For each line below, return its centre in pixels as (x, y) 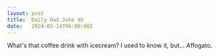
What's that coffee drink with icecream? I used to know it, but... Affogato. (110, 46)
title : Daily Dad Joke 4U (45, 20)
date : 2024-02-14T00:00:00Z (50, 26)
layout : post (26, 13)
